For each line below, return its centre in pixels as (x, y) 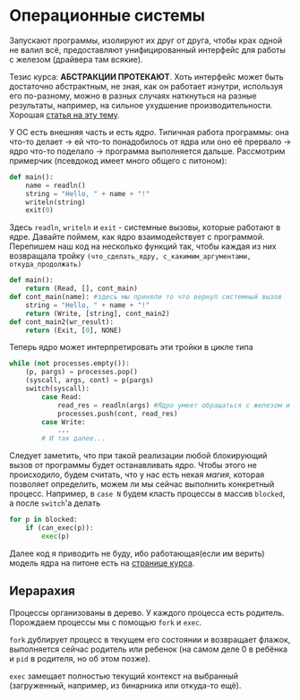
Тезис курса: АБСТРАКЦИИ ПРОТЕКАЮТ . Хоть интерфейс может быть (146, 76)
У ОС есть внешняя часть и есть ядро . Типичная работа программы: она (149, 132)
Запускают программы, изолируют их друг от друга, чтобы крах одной (146, 40)
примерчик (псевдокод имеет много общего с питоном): (118, 160)
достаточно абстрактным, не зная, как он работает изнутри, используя (146, 86)
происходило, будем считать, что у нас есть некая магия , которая (137, 474)
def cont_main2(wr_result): (62, 322)
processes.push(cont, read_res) (117, 414)
